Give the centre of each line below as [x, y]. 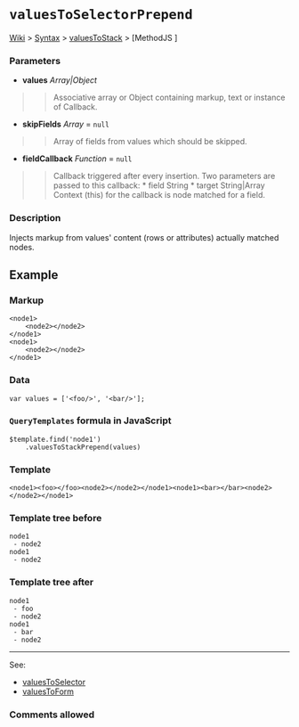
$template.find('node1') [55, 439]
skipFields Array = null [65, 124]
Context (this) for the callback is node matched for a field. [159, 195]
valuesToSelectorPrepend [101, 15]
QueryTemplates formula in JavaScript [90, 421]
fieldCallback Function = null [77, 159]
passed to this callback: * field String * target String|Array [159, 185]
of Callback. [75, 107]
